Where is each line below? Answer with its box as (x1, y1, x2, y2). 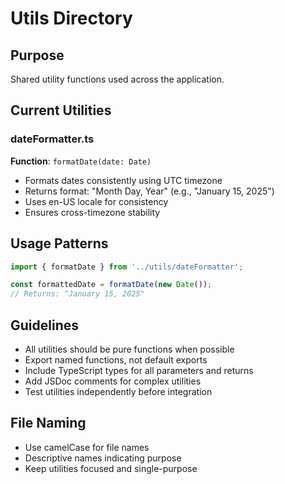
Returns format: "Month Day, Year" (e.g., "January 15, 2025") (24, 185, 275, 197)
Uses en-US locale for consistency (24, 195, 169, 207)
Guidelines (10, 317, 79, 334)
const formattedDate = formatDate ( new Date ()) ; (10, 280, 213, 290)
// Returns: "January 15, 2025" (10, 289, 145, 299)
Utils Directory (10, 7, 133, 30)
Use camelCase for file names (24, 441, 150, 453)
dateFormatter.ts (10, 132, 95, 146)
